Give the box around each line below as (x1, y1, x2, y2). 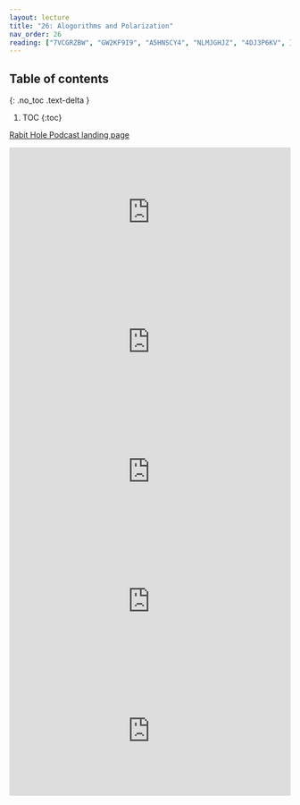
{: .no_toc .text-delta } (9, 95, 90, 106)
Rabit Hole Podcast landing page (9, 130, 129, 140)
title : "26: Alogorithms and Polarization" (9, 21, 174, 30)
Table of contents (9, 71, 109, 86)
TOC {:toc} (21, 113, 62, 123)
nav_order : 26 (9, 30, 62, 38)
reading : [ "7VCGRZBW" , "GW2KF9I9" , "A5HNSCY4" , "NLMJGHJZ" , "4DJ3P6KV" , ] (9, 38, 294, 47)
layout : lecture (9, 13, 70, 22)
